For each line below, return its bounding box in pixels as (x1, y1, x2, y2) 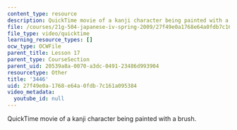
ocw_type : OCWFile (7, 43, 61, 50)
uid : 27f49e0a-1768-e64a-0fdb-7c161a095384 (7, 82, 138, 89)
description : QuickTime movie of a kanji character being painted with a (7, 17, 229, 24)
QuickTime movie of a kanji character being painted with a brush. (7, 115, 197, 123)
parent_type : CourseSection (7, 56, 90, 63)
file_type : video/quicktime (7, 30, 90, 37)
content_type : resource (7, 10, 78, 18)
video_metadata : (7, 89, 55, 96)
